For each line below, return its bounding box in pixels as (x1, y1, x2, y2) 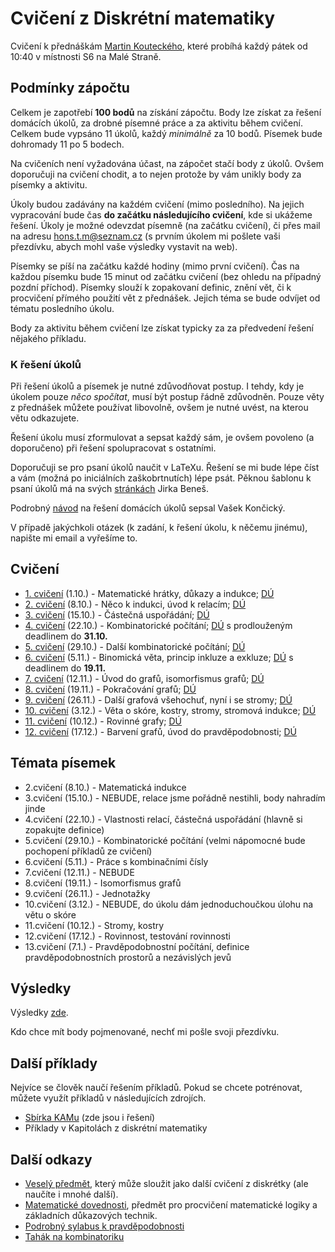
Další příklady (10, 1055, 98, 1072)
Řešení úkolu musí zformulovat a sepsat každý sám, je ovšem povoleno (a (10, 432, 315, 444)
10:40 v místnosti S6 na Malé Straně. (10, 50, 162, 62)
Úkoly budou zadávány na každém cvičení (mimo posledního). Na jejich (10, 198, 305, 210)
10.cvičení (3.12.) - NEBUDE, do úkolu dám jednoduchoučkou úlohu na (24, 898, 314, 910)
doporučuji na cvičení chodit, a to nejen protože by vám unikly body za (10, 168, 302, 180)
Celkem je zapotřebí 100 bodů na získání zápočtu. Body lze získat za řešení (10, 106, 322, 118)
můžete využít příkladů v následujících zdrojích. (10, 1092, 207, 1104)
